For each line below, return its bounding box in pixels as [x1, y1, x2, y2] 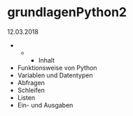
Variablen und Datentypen [17, 71, 93, 79]
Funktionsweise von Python [17, 63, 97, 72]
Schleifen [17, 86, 45, 94]
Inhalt [38, 56, 55, 64]
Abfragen [17, 78, 45, 86]
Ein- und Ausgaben [17, 101, 73, 109]
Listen [17, 93, 36, 102]
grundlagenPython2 [7, 4, 127, 20]
